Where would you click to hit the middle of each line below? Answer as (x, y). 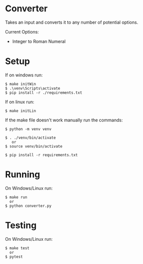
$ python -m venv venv (28, 129)
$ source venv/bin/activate (34, 146)
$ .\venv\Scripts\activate (33, 88)
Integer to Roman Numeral (39, 41)
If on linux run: (20, 102)
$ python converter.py (28, 206)
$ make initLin (21, 111)
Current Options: (22, 32)
